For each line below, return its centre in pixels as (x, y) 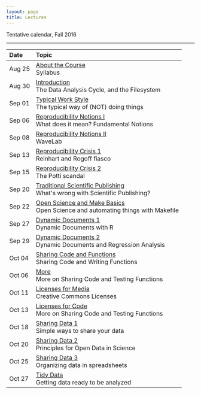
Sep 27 (19, 223)
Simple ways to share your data (80, 331)
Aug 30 (20, 86)
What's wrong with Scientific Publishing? (93, 193)
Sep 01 (19, 103)
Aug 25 (20, 68)
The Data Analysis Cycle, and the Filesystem (98, 89)
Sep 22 (19, 206)
